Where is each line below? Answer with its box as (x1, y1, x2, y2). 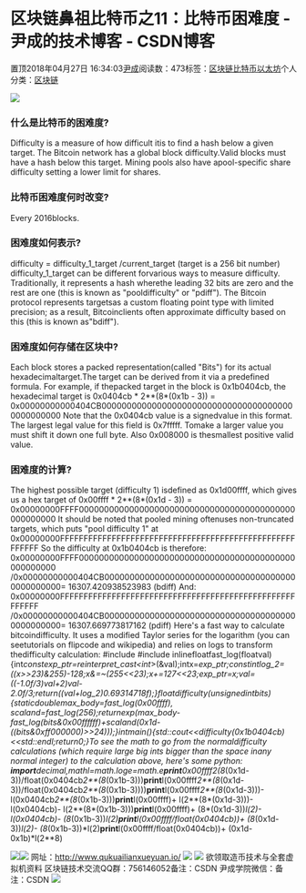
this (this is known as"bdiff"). (10, 316, 119, 327)
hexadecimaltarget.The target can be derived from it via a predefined (10, 371, 270, 382)
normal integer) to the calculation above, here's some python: (10, 756, 243, 766)
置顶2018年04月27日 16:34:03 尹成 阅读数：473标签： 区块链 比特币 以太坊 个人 (10, 63, 298, 74)
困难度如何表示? (10, 237, 81, 249)
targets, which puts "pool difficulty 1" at (10, 523, 158, 534)
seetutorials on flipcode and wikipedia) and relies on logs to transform (10, 639, 273, 651)
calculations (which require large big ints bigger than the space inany (10, 746, 272, 756)
